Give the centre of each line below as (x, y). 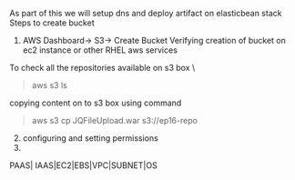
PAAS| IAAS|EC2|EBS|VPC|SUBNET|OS (83, 165)
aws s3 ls (50, 85)
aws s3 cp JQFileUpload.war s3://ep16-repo (115, 120)
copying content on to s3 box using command (96, 103)
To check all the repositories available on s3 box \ (102, 68)
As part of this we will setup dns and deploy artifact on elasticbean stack (146, 13)
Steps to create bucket (52, 23)
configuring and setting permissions (91, 138)
